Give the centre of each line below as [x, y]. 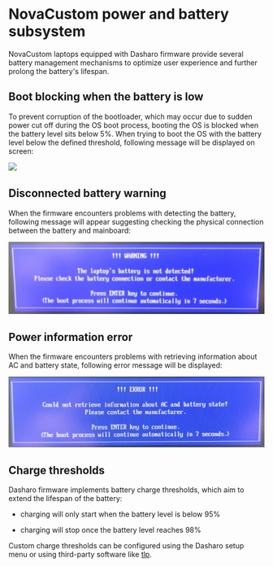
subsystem [47, 31]
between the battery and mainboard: [70, 230]
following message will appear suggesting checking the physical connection [136, 221]
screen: [21, 150]
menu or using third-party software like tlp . [80, 555]
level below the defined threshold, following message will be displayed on [132, 142]
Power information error [71, 337]
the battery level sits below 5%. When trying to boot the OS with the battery [135, 133]
